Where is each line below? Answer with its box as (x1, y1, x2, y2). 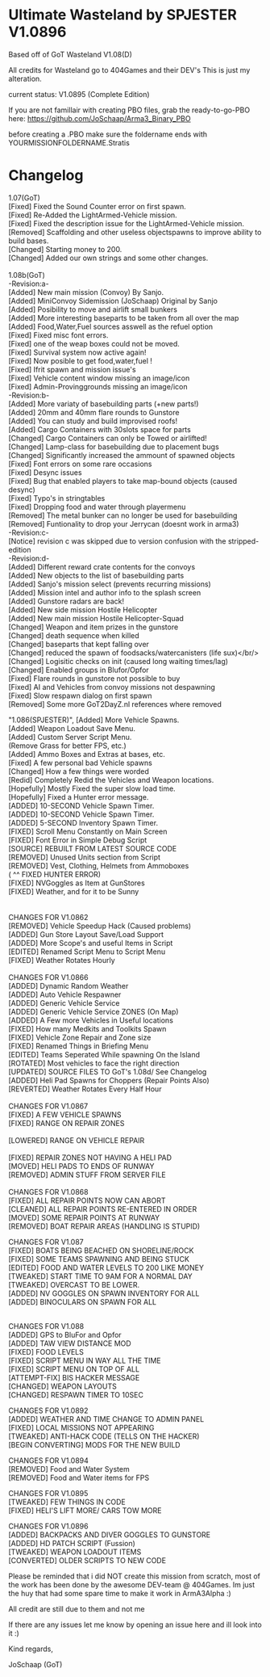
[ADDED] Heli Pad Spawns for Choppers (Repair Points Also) (8, 1075, 210, 1085)
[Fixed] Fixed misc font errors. (8, 330, 109, 340)
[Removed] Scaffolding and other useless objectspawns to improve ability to (8, 227, 262, 237)
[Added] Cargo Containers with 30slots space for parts (8, 424, 191, 434)
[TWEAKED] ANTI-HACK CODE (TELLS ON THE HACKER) (8, 1431, 200, 1441)
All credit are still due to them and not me (8, 1603, 145, 1613)
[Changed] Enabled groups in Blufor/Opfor (8, 665, 149, 675)
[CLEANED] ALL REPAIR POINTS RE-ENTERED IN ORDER (8, 1204, 197, 1213)
